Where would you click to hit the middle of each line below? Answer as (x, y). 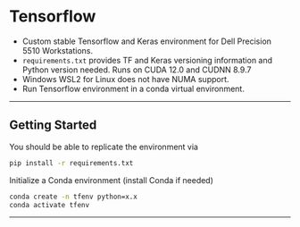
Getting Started (53, 126)
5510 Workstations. (58, 50)
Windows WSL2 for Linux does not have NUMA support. (125, 79)
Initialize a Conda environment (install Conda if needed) (112, 180)
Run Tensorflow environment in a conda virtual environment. (133, 88)
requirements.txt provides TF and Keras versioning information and (147, 60)
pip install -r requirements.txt (71, 163)
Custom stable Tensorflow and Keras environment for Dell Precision (147, 41)
